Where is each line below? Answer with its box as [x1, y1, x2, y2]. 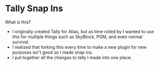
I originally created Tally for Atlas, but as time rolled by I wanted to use [12, 28, 154, 34]
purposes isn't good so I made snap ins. [12, 49, 93, 55]
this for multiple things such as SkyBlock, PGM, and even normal [12, 34, 143, 40]
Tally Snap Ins [5, 3, 64, 14]
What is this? [5, 19, 31, 25]
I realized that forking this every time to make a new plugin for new [12, 44, 147, 50]
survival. [12, 39, 30, 44]
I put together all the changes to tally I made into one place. [12, 54, 132, 60]
